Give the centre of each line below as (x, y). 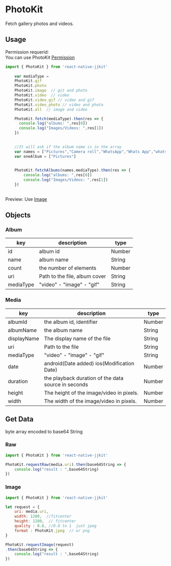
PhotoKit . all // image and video (51, 109)
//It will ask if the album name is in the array (68, 147)
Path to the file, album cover (73, 276)
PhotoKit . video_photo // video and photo (59, 105)
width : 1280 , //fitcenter (43, 516)
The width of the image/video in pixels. (90, 401)
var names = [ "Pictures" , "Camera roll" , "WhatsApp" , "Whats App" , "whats (91, 152)
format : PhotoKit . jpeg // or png (52, 530)
